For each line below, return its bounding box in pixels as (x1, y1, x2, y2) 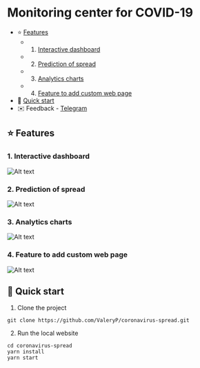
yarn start (7, 354, 39, 362)
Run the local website (17, 329, 79, 338)
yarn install (7, 349, 45, 356)
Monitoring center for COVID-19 (7, 5, 193, 21)
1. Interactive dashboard (7, 151, 90, 161)
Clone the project (17, 304, 67, 312)
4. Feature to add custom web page (7, 250, 128, 259)
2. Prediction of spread (7, 184, 86, 194)
